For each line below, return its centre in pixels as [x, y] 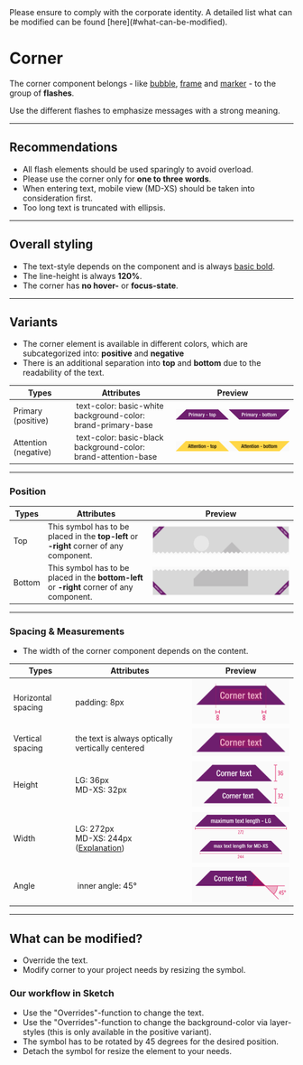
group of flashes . [42, 93]
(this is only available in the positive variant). [129, 1032]
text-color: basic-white [120, 406]
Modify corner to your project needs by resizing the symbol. [134, 970]
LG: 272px [95, 828]
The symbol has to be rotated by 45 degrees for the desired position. [151, 1042]
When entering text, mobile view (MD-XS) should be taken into [138, 188]
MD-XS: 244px [104, 838]
